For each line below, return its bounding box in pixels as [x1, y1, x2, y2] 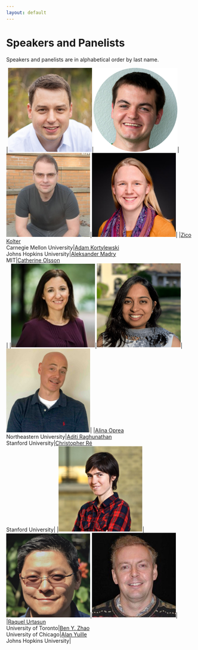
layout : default [6, 10, 47, 16]
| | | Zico [90, 231, 192, 238]
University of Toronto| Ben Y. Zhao [6, 624, 90, 631]
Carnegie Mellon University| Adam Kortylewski [6, 244, 119, 251]
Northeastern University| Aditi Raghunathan [6, 433, 112, 440]
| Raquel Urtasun [6, 618, 47, 625]
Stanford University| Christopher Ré [6, 439, 92, 447]
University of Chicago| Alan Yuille [6, 630, 88, 638]
